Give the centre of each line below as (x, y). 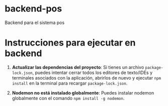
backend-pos (33, 9)
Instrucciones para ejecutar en (70, 43)
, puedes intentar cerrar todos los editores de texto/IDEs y (93, 72)
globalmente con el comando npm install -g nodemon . (68, 98)
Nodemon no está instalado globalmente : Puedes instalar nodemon (83, 92)
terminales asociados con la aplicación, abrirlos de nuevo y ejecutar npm (87, 77)
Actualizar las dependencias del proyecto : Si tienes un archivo (78, 67)
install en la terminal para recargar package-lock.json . (70, 83)
